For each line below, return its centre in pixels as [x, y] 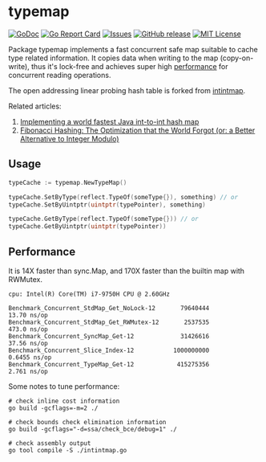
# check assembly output [50, 443]
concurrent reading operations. [60, 75]
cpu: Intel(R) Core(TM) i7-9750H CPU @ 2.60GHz [89, 294]
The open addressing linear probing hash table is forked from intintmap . [127, 90]
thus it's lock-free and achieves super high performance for [129, 66]
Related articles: [35, 106]
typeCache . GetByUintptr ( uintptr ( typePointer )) [87, 227]
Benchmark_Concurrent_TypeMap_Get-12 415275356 [109, 364]
